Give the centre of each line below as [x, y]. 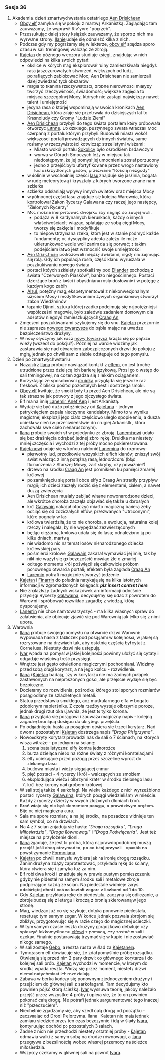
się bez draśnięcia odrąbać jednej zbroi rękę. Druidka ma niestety [86, 438]
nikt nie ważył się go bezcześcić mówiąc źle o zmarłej [82, 559]
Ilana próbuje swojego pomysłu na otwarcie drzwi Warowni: [80, 633]
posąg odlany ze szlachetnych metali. [58, 695]
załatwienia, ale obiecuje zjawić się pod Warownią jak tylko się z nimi [90, 617]
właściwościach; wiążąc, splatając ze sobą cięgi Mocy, [90, 223]
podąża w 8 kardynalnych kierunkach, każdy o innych [89, 218]
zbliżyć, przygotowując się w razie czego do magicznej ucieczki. [85, 921]
